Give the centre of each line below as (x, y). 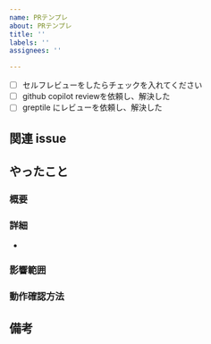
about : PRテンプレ (41, 26)
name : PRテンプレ (39, 17)
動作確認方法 (37, 297)
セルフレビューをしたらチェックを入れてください (112, 85)
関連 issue (38, 138)
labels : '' (30, 42)
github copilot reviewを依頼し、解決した (96, 96)
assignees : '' (36, 51)
